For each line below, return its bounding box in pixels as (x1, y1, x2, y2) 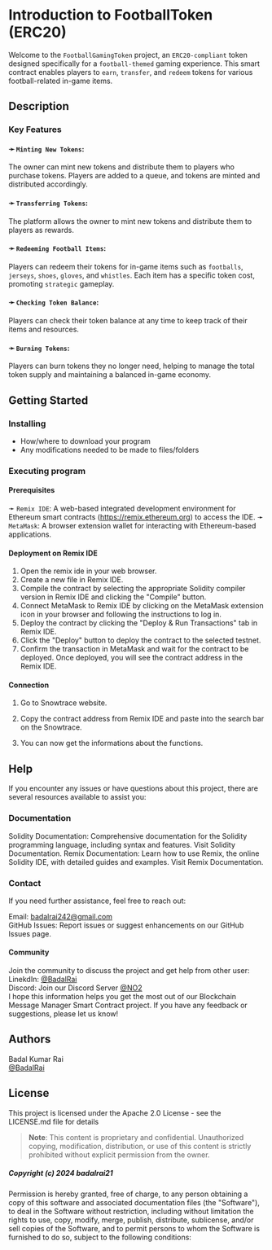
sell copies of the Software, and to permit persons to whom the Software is (8, 1223, 261, 1233)
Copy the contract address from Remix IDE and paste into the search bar (20, 714, 265, 724)
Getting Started (8, 393, 89, 407)
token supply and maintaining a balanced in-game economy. (8, 370, 212, 379)
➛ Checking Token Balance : (8, 297, 99, 307)
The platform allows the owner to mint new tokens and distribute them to (8, 216, 252, 226)
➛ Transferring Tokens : (8, 198, 88, 208)
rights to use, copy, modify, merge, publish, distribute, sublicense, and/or (8, 1215, 254, 1225)
